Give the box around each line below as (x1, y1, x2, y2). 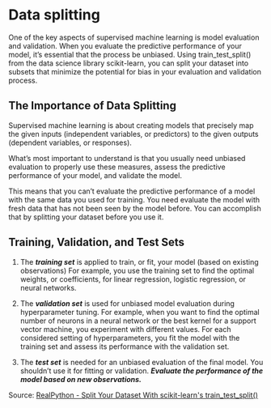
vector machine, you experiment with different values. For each (19, 324, 232, 334)
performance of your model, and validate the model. (8, 170, 182, 180)
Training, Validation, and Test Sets (8, 236, 184, 249)
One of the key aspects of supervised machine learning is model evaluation (8, 32, 260, 42)
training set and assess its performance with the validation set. (19, 342, 230, 351)
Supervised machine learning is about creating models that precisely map (8, 120, 254, 130)
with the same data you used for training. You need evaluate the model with (8, 194, 260, 204)
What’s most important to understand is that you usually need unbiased (8, 153, 246, 163)
